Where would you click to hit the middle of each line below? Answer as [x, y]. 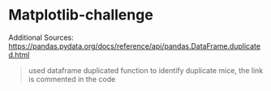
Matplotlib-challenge [81, 15]
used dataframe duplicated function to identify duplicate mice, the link [146, 70]
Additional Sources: [41, 37]
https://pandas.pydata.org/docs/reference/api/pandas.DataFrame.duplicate [135, 45]
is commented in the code [72, 79]
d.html [19, 54]
